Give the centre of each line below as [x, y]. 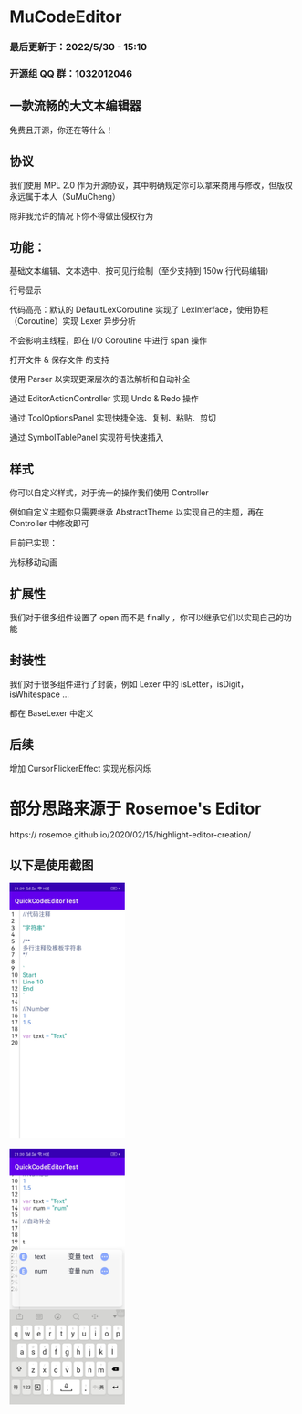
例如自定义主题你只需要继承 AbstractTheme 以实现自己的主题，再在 [137, 512]
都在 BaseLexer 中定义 [52, 712]
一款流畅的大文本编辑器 [75, 106]
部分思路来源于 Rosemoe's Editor [135, 808]
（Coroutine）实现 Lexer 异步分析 [73, 321]
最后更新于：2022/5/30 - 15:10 [78, 47]
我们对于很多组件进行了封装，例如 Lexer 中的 [94, 684]
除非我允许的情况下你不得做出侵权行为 [81, 215]
